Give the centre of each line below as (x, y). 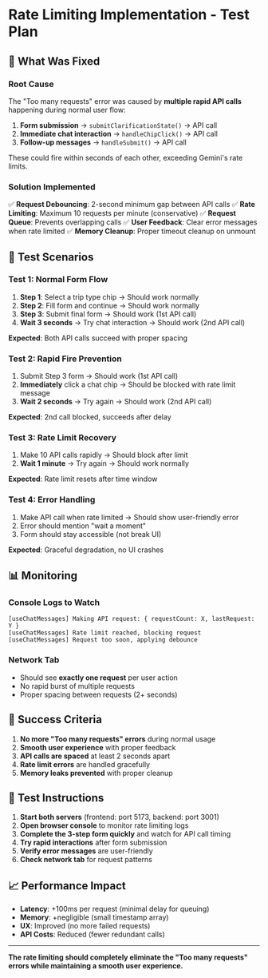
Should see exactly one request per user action (99, 678)
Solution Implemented (52, 187)
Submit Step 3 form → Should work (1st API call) (99, 376)
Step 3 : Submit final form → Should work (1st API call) (108, 314)
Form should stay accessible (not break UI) (91, 534)
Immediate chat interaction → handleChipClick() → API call (118, 133)
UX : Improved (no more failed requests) (85, 926)
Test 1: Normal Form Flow (58, 280)
